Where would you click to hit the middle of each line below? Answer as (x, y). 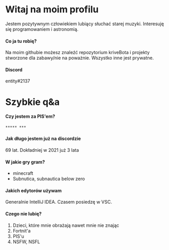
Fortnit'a (22, 230)
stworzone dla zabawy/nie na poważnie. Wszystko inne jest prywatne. (80, 58)
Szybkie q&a (33, 102)
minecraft (23, 173)
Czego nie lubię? (24, 213)
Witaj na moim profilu (52, 10)
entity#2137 (18, 81)
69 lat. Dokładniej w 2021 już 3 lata (42, 150)
